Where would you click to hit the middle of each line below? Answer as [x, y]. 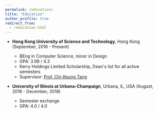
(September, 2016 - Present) [41, 47]
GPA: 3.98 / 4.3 [35, 61]
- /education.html [28, 28]
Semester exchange [39, 101]
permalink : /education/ [29, 9]
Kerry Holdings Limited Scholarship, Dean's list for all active [79, 67]
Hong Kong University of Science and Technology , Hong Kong [76, 41]
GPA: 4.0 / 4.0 [33, 106]
